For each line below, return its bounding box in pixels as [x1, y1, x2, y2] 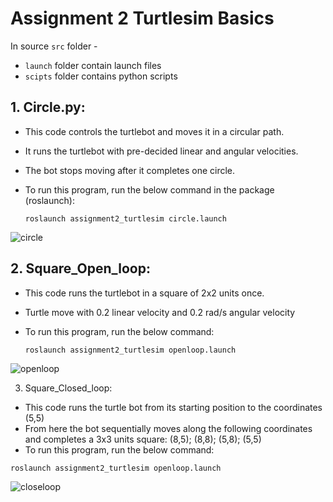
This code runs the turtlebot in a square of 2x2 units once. [24, 287, 265, 299]
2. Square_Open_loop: [10, 260, 151, 277]
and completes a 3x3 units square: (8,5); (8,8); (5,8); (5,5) [24, 433, 262, 445]
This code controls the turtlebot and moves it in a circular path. [24, 125, 285, 137]
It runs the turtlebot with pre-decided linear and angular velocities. [24, 145, 299, 157]
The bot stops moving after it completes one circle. [24, 164, 236, 176]
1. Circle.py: [10, 99, 86, 116]
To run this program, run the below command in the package [24, 183, 275, 196]
